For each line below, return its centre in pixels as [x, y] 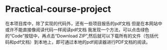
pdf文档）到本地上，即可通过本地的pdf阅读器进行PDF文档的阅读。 [82, 42]
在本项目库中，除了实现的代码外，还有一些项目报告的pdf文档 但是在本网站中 [84, 23]
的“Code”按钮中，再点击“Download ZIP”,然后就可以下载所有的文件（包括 [80, 36]
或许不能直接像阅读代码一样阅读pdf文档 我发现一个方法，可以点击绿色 [77, 29]
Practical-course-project [58, 9]
